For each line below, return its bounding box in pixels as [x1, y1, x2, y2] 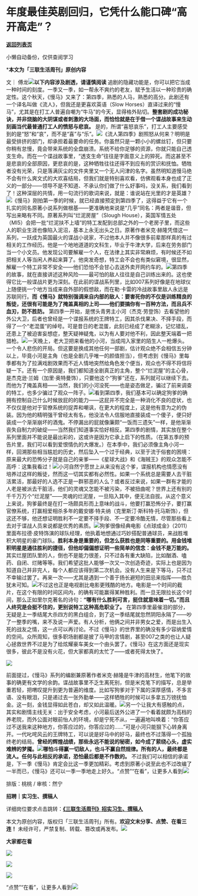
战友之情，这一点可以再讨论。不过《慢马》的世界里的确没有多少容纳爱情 [16, 625, 192, 633]
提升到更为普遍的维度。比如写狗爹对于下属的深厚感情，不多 [42, 686, 187, 693]
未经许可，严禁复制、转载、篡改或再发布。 [17, 825, 121, 832]
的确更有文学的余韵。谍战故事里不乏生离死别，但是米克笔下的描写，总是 [11, 678, 187, 686]
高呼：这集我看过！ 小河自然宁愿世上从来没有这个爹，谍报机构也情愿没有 [6, 462, 187, 470]
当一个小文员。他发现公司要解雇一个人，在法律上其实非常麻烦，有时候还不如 [6, 248, 192, 255]
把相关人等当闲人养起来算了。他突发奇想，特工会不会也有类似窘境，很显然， [6, 255, 192, 263]
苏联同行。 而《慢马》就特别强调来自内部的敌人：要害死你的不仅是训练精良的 [6, 293, 192, 300]
